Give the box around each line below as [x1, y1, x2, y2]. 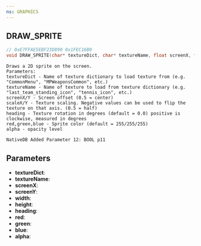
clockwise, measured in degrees [6, 116, 87, 122]
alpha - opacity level [6, 127, 63, 133]
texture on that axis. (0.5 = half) [6, 106, 98, 112]
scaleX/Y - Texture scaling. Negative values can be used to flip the [6, 100, 186, 106]
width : [14, 194, 32, 202]
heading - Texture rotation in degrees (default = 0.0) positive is [6, 110, 181, 117]
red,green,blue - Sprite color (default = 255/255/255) [6, 121, 148, 127]
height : [14, 201, 33, 208]
